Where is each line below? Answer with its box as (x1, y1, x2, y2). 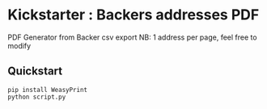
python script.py (7, 93, 66, 101)
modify (7, 40, 32, 50)
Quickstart (7, 65, 63, 78)
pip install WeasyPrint (7, 86, 88, 94)
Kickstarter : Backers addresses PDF (7, 6, 260, 24)
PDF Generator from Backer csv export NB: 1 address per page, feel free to (7, 32, 257, 42)
